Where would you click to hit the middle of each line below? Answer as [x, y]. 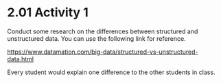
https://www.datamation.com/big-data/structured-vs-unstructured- [103, 52]
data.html [21, 59]
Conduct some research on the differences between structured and [103, 31]
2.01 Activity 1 [48, 13]
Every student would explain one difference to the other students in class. [111, 72]
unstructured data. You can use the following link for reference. [97, 38]
